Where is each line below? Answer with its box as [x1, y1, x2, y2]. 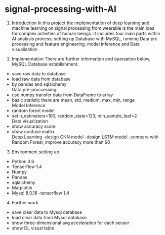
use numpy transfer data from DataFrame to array [11, 92, 113, 98]
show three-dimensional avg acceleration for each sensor [11, 220, 129, 226]
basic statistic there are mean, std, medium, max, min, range [11, 97, 135, 103]
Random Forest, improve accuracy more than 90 [11, 139, 111, 145]
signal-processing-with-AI [4, 3, 117, 15]
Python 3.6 [11, 158, 34, 164]
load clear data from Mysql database [11, 214, 87, 220]
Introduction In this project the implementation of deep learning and [11, 20, 150, 26]
